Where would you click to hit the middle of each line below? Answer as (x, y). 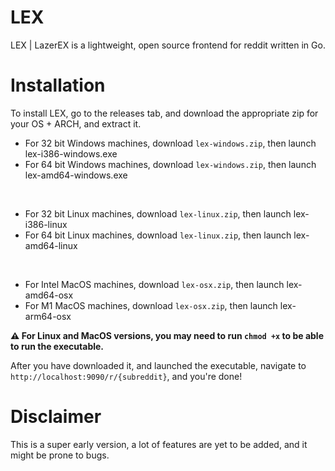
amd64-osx (49, 295)
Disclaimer (56, 417)
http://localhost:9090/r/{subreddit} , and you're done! (126, 376)
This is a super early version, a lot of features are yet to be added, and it (159, 444)
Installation (58, 85)
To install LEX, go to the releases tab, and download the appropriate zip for (164, 113)
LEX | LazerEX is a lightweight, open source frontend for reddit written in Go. (168, 45)
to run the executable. (57, 346)
